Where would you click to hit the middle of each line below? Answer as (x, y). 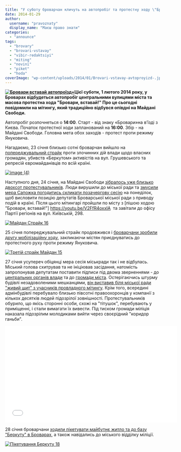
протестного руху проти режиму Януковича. (52, 243)
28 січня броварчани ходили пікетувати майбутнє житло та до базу (76, 429)
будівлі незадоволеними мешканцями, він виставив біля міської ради (78, 282)
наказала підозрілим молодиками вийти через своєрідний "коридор (77, 314)
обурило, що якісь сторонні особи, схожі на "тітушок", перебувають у (78, 303)
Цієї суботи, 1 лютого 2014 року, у (111, 92)
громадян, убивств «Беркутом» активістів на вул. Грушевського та (76, 158)
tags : (11, 42)
